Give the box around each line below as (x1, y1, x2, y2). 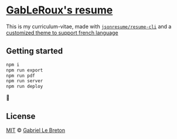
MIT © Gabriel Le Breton (6, 127, 66, 134)
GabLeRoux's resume (6, 4, 113, 17)
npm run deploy (6, 83, 43, 90)
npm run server (6, 78, 43, 84)
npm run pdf (6, 73, 35, 79)
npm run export (6, 67, 43, 73)
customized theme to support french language (6, 29, 118, 36)
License (6, 111, 36, 121)
